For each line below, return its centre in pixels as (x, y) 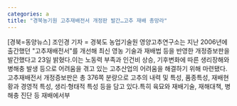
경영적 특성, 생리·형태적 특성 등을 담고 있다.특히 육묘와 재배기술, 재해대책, (122, 86)
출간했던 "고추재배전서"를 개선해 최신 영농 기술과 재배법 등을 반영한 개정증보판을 (118, 51)
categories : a (28, 14)
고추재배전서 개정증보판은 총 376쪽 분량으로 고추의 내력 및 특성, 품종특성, (109, 77)
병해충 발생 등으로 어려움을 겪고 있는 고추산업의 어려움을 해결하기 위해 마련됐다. (117, 68)
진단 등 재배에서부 (45, 95)
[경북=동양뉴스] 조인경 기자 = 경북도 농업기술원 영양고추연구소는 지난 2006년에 (117, 42)
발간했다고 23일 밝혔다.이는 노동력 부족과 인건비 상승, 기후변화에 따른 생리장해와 (118, 59)
